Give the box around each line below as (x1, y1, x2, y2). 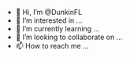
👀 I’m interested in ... (15, 16, 83, 25)
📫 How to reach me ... (15, 42, 89, 50)
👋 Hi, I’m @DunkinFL (15, 8, 83, 16)
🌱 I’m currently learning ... (15, 24, 100, 33)
